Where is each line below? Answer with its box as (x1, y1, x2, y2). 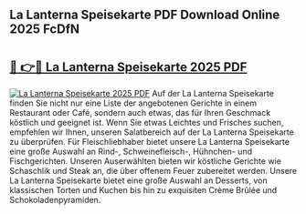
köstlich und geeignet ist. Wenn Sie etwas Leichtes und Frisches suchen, (9, 117, 284, 127)
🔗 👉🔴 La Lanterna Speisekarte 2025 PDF (9, 59, 248, 75)
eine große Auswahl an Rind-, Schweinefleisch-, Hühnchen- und (9, 146, 253, 157)
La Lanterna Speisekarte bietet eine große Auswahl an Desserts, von (9, 175, 268, 186)
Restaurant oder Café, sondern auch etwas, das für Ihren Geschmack (9, 107, 271, 117)
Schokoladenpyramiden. (9, 195, 101, 205)
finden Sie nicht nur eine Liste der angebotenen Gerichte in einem (9, 97, 258, 108)
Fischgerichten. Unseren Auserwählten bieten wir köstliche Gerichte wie (9, 156, 281, 167)
